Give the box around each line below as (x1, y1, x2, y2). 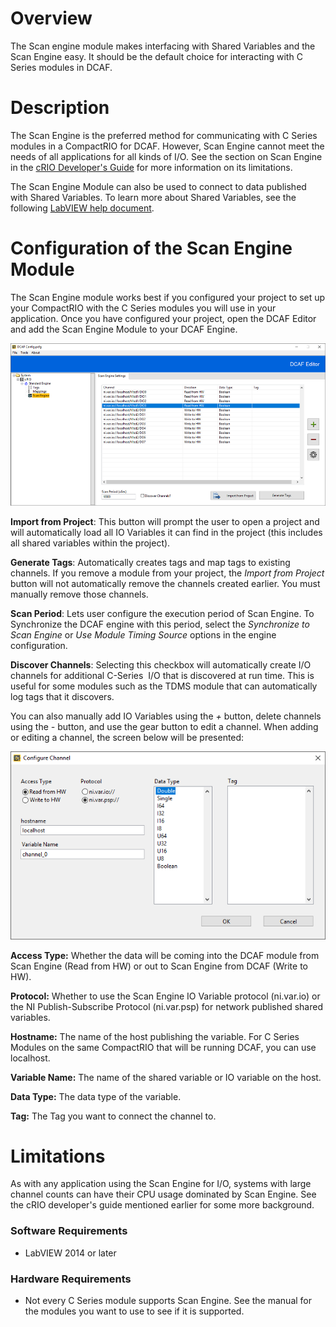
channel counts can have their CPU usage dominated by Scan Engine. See (10, 1188, 317, 1201)
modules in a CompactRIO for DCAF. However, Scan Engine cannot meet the (10, 140, 325, 152)
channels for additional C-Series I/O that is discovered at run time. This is (10, 669, 315, 681)
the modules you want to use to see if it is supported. (24, 1305, 245, 1317)
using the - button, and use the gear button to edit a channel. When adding (10, 720, 319, 732)
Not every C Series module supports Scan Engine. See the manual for (24, 1295, 313, 1307)
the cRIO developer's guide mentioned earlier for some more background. (10, 1199, 315, 1211)
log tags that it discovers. (10, 690, 115, 702)
